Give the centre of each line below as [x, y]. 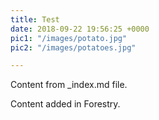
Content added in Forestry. [65, 104]
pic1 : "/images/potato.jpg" [69, 38]
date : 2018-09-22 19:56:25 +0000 [80, 29]
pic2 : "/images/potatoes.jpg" [73, 47]
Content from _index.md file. [69, 85]
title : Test [35, 19]
